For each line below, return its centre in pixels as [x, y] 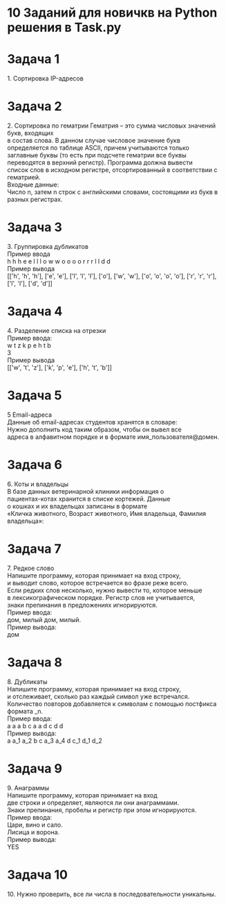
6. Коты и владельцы [38, 484]
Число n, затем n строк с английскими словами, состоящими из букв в [113, 192]
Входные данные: [33, 184]
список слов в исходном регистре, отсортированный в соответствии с [112, 170]
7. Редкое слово [31, 568]
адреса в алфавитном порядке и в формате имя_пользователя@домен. [113, 437]
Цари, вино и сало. [35, 825]
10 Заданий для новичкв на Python [112, 13]
